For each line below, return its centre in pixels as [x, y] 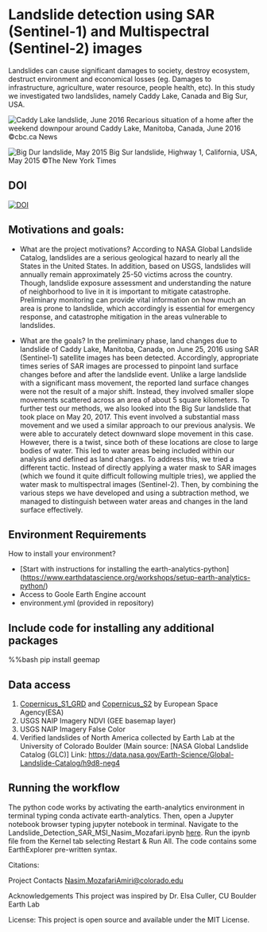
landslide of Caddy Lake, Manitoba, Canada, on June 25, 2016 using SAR [139, 349]
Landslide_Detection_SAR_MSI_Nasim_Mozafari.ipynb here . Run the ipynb [129, 833]
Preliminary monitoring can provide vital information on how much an [133, 299]
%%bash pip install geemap [54, 660]
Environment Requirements [77, 534]
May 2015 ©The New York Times [62, 160]
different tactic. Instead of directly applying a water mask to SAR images [138, 467]
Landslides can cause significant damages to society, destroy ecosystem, [129, 70]
